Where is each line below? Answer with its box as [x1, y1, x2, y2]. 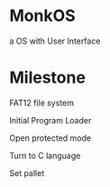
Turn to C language [9, 150, 81, 161]
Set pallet [9, 167, 45, 178]
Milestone [9, 67, 86, 88]
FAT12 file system [9, 97, 75, 108]
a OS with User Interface [9, 35, 101, 46]
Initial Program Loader [9, 114, 92, 125]
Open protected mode [9, 133, 92, 143]
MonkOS [9, 5, 76, 26]
